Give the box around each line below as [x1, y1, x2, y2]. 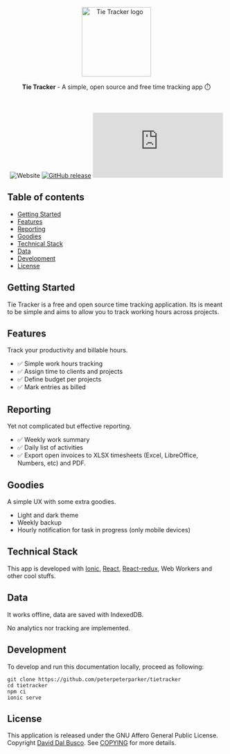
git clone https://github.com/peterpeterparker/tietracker [7, 675, 182, 683]
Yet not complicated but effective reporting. [7, 422, 132, 430]
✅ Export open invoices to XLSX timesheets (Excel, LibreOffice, [17, 451, 199, 459]
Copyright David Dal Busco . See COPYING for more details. [7, 739, 177, 747]
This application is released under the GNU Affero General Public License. [7, 731, 218, 739]
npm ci [7, 688, 26, 695]
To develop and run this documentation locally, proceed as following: [7, 662, 204, 671]
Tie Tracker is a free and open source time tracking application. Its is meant [7, 300, 223, 309]
